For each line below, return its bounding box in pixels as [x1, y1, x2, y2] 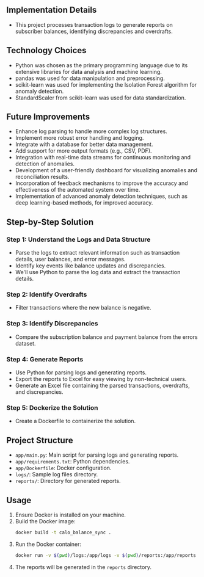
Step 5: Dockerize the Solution [6, 403, 98, 412]
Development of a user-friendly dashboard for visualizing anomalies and [15, 167, 197, 174]
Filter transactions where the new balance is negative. [15, 304, 151, 311]
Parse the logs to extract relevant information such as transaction [15, 249, 180, 256]
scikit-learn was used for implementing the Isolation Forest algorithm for [15, 81, 197, 88]
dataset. [15, 339, 36, 347]
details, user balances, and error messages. [15, 256, 126, 263]
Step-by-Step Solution [6, 217, 93, 227]
